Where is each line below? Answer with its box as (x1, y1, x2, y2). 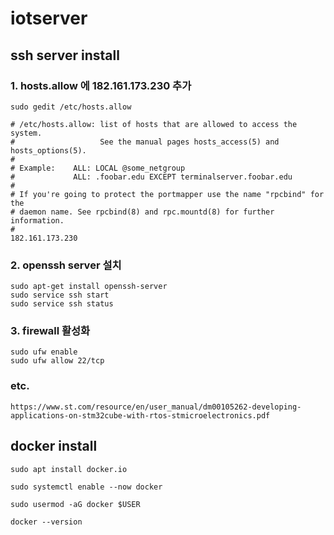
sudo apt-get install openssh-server (10, 282, 168, 292)
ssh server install (10, 47, 120, 64)
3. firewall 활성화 (10, 324, 91, 338)
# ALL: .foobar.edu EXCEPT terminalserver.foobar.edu (10, 172, 293, 182)
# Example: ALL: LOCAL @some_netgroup (10, 163, 186, 173)
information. (10, 215, 65, 226)
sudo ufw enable (10, 347, 78, 357)
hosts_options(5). (10, 145, 87, 156)
